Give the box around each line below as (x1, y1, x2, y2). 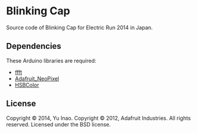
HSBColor (14, 81, 40, 88)
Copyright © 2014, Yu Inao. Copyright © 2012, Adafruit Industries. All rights (6, 115, 191, 122)
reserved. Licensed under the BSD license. (6, 120, 111, 128)
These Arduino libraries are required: (6, 57, 96, 64)
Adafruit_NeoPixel (14, 75, 60, 82)
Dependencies (6, 41, 61, 51)
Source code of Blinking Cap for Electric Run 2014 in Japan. (6, 24, 153, 31)
